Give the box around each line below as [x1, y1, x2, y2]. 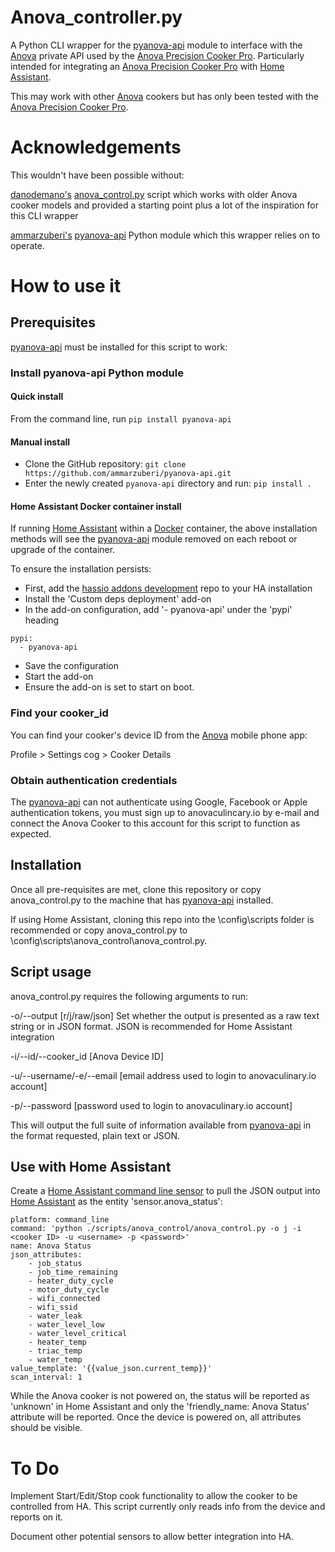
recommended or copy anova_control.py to [10, 924, 188, 936]
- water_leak [28, 1311, 83, 1321]
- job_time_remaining [28, 1267, 118, 1278]
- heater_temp [28, 1337, 87, 1348]
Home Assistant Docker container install [10, 500, 182, 512]
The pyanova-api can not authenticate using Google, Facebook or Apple [10, 796, 308, 808]
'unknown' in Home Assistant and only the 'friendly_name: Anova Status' [10, 1401, 310, 1413]
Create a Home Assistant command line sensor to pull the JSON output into [10, 1185, 321, 1197]
